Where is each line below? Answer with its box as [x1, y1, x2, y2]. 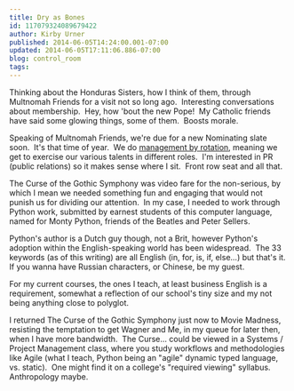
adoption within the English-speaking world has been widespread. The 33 [9, 242, 282, 253]
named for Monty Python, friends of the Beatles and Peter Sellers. [9, 215, 250, 227]
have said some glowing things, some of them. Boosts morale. [9, 115, 239, 125]
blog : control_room [9, 54, 82, 63]
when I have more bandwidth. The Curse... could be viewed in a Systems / [9, 333, 283, 344]
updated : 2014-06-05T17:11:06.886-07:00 [9, 46, 162, 55]
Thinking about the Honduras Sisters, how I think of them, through [9, 86, 251, 98]
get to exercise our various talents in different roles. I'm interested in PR [9, 151, 274, 162]
